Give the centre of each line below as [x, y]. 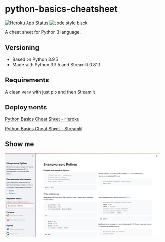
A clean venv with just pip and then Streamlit [50, 92]
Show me [20, 144]
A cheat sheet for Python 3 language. [43, 32]
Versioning [22, 48]
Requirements [27, 80]
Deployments [26, 107]
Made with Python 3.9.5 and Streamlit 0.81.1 [56, 64]
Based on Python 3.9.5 [35, 59]
